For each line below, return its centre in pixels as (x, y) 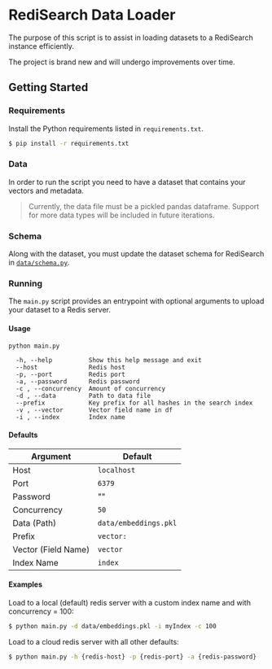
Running (26, 284)
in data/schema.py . (39, 263)
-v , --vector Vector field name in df (94, 410)
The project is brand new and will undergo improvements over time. (122, 62)
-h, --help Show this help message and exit (109, 360)
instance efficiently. (42, 46)
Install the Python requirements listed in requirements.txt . (106, 129)
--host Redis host (71, 367)
